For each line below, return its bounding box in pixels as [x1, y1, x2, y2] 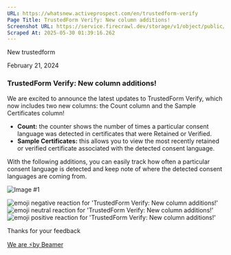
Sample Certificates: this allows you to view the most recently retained [16, 137, 220, 145]
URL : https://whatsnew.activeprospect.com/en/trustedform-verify [7, 10, 198, 17]
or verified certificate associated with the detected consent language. [16, 144, 215, 152]
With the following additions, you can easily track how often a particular [7, 157, 210, 166]
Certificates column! [7, 109, 65, 117]
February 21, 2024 [7, 61, 60, 69]
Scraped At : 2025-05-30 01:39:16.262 [7, 29, 115, 36]
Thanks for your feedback [7, 226, 81, 234]
